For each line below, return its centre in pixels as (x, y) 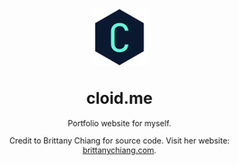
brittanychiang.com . (119, 150)
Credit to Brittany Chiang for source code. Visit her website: (119, 140)
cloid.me (119, 99)
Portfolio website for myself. (119, 123)
